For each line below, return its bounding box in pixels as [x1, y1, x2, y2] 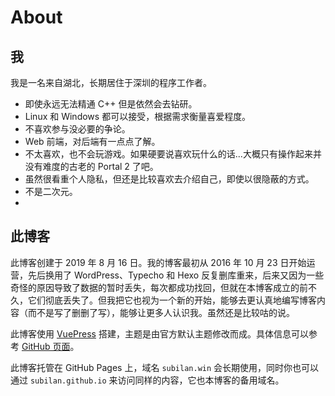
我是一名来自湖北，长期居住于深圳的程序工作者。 [10, 77, 212, 88]
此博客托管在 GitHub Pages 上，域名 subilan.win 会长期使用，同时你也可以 [10, 361, 320, 373]
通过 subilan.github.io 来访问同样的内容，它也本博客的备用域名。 [10, 374, 285, 386]
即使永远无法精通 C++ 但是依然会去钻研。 [24, 98, 198, 110]
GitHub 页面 [21, 340, 71, 352]
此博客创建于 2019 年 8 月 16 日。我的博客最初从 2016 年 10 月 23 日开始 [10, 256, 307, 268]
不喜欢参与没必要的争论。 [24, 123, 131, 135]
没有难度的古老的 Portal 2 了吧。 [24, 161, 159, 172]
